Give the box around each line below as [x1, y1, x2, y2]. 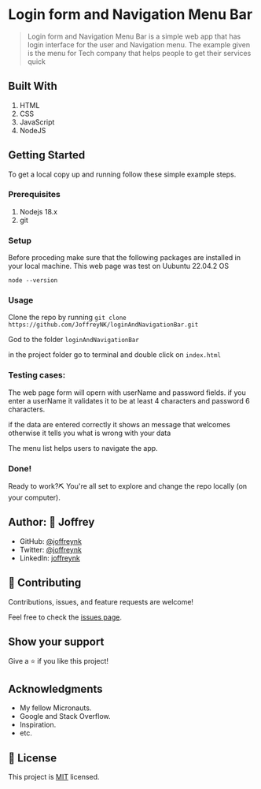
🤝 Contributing [8, 576, 82, 590]
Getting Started [8, 148, 86, 162]
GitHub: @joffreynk [19, 536, 83, 545]
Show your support [8, 635, 105, 649]
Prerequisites [8, 189, 61, 200]
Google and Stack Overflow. [19, 712, 111, 721]
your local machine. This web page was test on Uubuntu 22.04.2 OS [8, 262, 230, 271]
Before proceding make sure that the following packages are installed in [8, 253, 241, 262]
